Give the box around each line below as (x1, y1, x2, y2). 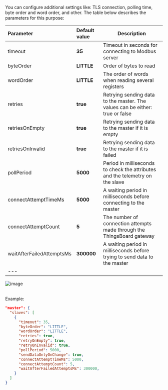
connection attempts (103, 220, 151, 227)
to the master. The (103, 97, 146, 105)
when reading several (103, 77, 154, 83)
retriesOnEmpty (7, 125, 45, 131)
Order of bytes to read (103, 62, 155, 69)
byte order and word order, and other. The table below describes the (5, 10, 146, 16)
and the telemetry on (103, 172, 152, 179)
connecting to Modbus (103, 48, 156, 55)
